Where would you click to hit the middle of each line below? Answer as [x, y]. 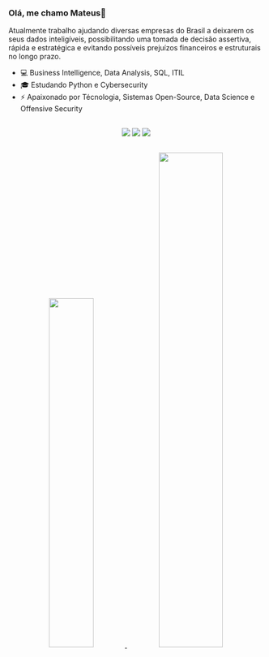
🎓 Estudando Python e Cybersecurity [84, 85]
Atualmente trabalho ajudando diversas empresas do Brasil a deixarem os [131, 31]
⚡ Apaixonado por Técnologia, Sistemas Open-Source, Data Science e [137, 97]
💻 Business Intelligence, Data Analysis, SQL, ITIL [102, 73]
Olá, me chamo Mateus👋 [58, 13]
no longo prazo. [35, 57]
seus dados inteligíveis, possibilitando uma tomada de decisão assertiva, [130, 39]
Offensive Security [51, 109]
